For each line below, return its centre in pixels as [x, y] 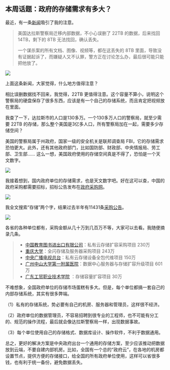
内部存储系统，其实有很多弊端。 [38, 293]
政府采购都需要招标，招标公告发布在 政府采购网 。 [56, 187]
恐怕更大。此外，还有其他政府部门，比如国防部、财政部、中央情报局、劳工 [83, 147]
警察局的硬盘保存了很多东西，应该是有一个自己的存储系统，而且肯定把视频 [83, 100]
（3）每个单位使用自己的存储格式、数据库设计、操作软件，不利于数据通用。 [84, 332]
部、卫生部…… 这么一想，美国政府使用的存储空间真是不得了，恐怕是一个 [81, 153]
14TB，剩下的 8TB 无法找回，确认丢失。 [59, 39]
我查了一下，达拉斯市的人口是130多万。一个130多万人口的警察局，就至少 [81, 117]
